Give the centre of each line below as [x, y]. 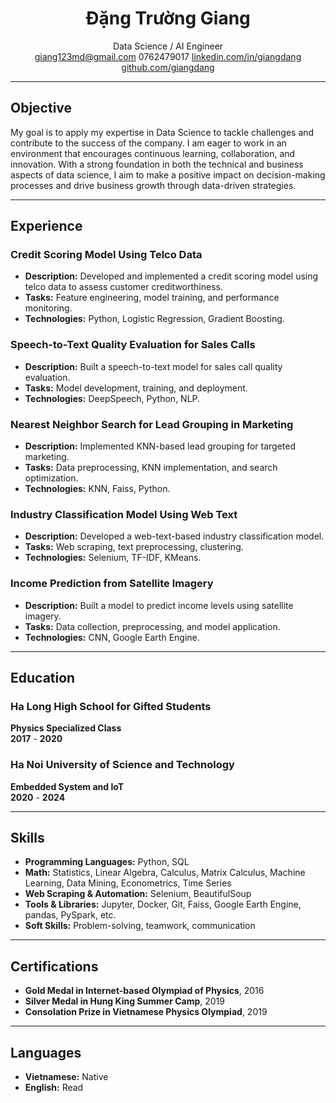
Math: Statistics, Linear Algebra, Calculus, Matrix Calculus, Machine [165, 873]
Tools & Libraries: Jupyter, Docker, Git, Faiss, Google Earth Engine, [163, 904]
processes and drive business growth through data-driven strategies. [153, 185]
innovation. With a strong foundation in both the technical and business [157, 164]
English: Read [54, 1088]
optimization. [51, 478]
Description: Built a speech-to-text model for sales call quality [153, 366]
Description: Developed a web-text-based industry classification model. [174, 536]
